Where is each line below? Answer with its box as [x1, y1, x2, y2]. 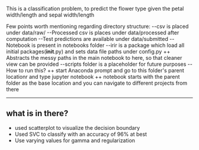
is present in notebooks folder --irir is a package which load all [31, 42, 185, 49]
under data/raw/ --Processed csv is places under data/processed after [6, 29, 179, 36]
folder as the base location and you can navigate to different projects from [6, 79, 188, 87]
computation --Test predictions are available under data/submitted [6, 36, 169, 42]
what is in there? [6, 108, 69, 119]
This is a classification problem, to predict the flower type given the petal [6, 5, 184, 12]
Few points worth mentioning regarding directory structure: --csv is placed [6, 23, 189, 30]
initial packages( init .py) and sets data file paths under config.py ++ [6, 48, 171, 55]
